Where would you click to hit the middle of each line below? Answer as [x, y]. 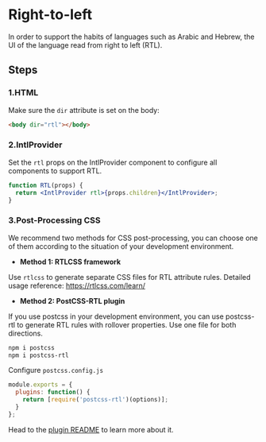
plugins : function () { [53, 392]
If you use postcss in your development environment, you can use [116, 316]
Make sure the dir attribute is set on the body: [84, 110]
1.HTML [23, 93]
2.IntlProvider [35, 145]
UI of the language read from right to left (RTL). [85, 45]
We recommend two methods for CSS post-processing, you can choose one [133, 238]
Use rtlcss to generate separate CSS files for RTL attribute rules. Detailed [130, 277]
